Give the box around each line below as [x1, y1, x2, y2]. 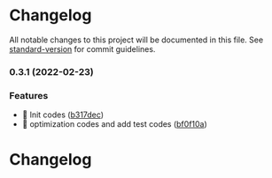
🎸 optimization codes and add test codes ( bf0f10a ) [21, 119, 208, 130]
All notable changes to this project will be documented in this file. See [9, 34, 264, 45]
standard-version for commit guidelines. [9, 43, 156, 54]
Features [9, 89, 49, 101]
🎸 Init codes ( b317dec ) [21, 109, 105, 120]
